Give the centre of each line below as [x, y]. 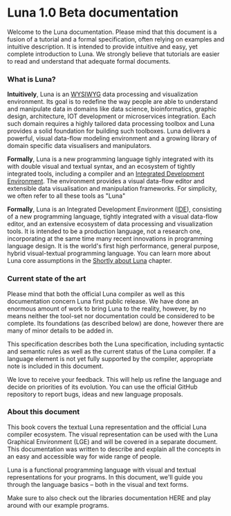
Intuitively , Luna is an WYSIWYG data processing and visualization [103, 94]
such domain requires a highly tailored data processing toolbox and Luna [111, 124]
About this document [44, 412]
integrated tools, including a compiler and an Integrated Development [106, 174]
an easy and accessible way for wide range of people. [84, 456]
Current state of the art [47, 279]
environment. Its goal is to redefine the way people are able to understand [112, 102]
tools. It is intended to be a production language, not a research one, [105, 231]
